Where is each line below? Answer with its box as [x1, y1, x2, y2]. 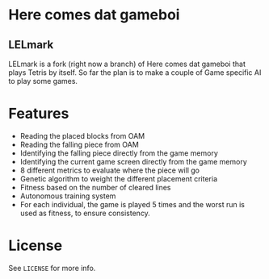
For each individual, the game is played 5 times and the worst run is [19, 199, 245, 209]
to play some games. [8, 77, 78, 85]
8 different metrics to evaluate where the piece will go [19, 165, 200, 175]
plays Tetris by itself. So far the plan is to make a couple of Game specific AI [8, 68, 262, 77]
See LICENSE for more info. [8, 263, 96, 273]
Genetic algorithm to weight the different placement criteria [19, 173, 218, 183]
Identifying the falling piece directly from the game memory [19, 148, 218, 158]
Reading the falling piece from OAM [19, 139, 139, 149]
